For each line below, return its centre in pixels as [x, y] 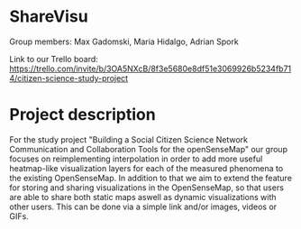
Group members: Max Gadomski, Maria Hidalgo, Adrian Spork [124, 41]
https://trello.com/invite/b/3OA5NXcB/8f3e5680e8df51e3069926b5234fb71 [150, 69]
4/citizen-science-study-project [69, 78]
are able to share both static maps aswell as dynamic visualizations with [143, 197]
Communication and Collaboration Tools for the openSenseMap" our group [149, 149]
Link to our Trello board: [54, 59]
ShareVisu [49, 17]
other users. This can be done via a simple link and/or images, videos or [143, 206]
